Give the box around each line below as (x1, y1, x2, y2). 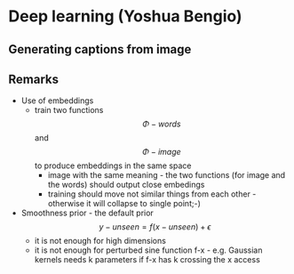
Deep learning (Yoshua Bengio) (8, 6, 242, 27)
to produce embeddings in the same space (34, 160, 192, 171)
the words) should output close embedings (47, 180, 205, 190)
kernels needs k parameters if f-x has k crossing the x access (34, 254, 261, 265)
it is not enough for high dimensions (34, 236, 166, 246)
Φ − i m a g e (142, 147, 181, 157)
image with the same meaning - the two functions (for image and (47, 170, 286, 181)
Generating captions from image (8, 42, 192, 57)
